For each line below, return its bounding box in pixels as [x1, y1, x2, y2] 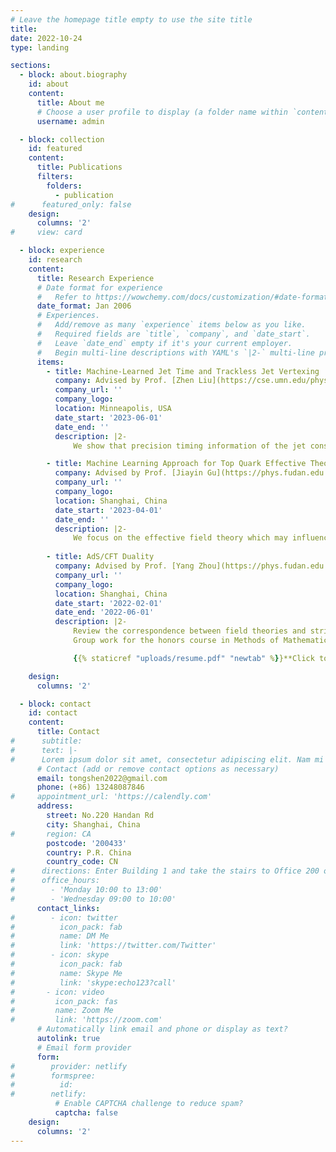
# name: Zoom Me [10, 1006, 114, 1016]
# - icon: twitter [10, 912, 118, 923]
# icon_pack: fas [10, 996, 118, 1006]
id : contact [28, 708, 78, 718]
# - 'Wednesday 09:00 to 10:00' [10, 894, 177, 904]
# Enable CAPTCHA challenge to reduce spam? [54, 1099, 244, 1109]
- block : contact [19, 699, 92, 709]
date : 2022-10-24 [10, 33, 83, 43]
